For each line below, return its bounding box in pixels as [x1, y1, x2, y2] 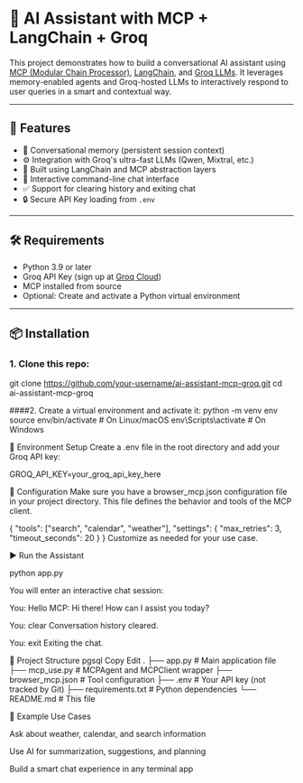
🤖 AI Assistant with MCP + [9, 8, 209, 29]
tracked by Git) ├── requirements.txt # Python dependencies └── [9, 684, 257, 694]
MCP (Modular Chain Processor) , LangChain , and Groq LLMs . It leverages [9, 67, 284, 78]
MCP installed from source [22, 280, 122, 292]
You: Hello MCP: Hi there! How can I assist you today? [9, 602, 210, 613]
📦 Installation [9, 325, 90, 341]
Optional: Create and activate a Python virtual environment [22, 290, 241, 301]
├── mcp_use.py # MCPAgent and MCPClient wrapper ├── [9, 665, 233, 676]
